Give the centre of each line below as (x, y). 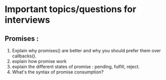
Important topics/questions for (70, 9)
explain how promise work (39, 61)
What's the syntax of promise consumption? (58, 72)
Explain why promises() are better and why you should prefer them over (87, 51)
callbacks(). (24, 56)
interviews (27, 20)
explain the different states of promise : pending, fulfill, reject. (76, 67)
